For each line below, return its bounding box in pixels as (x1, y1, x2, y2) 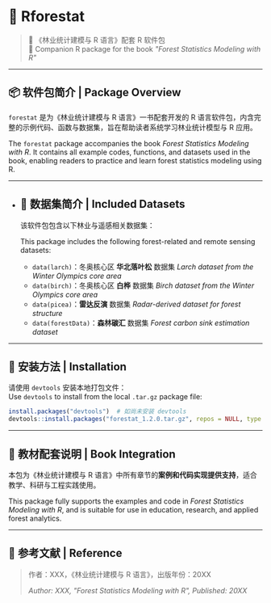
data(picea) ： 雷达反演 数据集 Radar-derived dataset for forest (31, 299, 241, 309)
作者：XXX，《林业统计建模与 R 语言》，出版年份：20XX (27, 569, 211, 579)
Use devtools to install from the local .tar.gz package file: (8, 392, 203, 402)
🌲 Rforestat (8, 7, 85, 26)
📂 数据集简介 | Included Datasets (19, 197, 186, 211)
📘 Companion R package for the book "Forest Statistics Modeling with (27, 44, 261, 53)
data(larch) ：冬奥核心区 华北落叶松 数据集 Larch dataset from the (31, 262, 254, 272)
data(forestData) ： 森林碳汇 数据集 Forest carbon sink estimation (31, 318, 250, 327)
